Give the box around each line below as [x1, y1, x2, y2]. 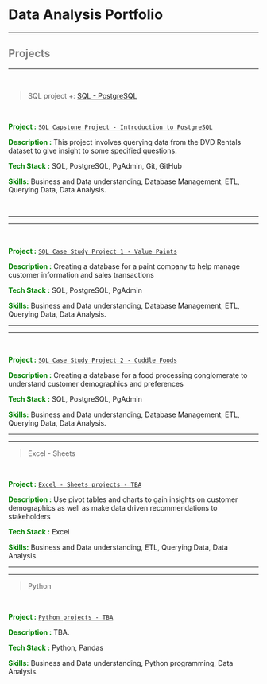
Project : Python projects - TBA [8, 612, 114, 621]
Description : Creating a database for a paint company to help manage [8, 261, 241, 271]
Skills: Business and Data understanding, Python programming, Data [8, 658, 234, 667]
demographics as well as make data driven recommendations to [8, 503, 218, 512]
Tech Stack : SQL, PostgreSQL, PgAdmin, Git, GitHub [8, 161, 183, 170]
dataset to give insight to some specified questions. [8, 146, 177, 155]
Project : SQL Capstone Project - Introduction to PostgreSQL [8, 122, 213, 131]
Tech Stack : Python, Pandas [8, 643, 104, 652]
